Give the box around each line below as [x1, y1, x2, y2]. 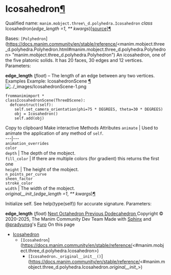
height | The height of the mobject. [5, 166, 79, 172]
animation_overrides [5, 141, 50, 146]
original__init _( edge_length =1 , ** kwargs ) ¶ [5, 191, 96, 197]
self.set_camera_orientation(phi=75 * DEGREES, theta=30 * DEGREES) [14, 107, 163, 112]
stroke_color [5, 180, 33, 186]
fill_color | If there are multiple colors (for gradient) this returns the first [5, 155, 159, 161]
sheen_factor [5, 176, 33, 181]
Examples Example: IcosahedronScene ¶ [5, 78, 91, 84]
